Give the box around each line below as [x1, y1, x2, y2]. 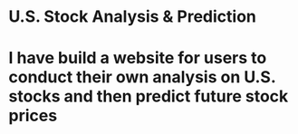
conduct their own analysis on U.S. [8, 67, 276, 88]
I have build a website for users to [8, 48, 267, 69]
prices [8, 106, 58, 126]
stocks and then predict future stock [8, 86, 289, 107]
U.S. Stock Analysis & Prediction [8, 6, 257, 27]
